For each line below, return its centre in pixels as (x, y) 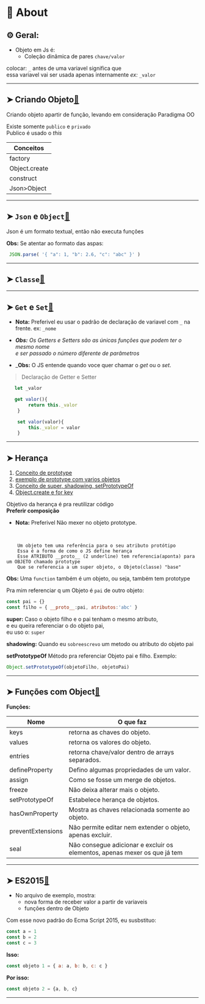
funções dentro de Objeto (57, 908)
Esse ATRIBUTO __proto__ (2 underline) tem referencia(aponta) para (106, 557)
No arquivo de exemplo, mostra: (56, 896)
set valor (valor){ (41, 422)
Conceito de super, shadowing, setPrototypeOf (74, 486)
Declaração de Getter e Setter (59, 377)
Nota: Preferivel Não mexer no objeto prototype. (76, 523)
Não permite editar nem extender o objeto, (130, 827)
